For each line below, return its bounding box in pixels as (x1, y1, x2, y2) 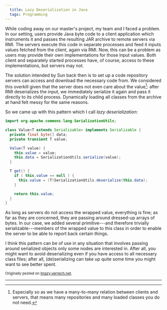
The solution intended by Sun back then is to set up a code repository (5, 72, 148, 78)
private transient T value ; (9, 137, 68, 142)
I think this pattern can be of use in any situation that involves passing (5, 240, 148, 246)
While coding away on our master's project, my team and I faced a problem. (5, 25, 161, 31)
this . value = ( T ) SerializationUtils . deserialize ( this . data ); (18, 177, 148, 183)
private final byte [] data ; (9, 132, 68, 137)
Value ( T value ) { (9, 146, 46, 151)
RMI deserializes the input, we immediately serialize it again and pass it (5, 89, 151, 95)
